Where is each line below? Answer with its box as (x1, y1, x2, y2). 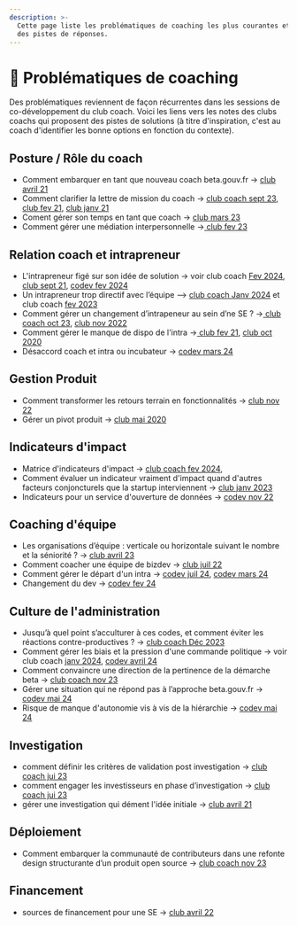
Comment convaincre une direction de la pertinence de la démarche (21, 665, 271, 676)
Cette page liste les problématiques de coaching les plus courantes (17, 21, 278, 30)
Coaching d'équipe (9, 517, 117, 532)
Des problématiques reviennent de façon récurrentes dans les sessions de (9, 97, 280, 107)
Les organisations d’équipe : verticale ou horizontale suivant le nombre (21, 541, 280, 551)
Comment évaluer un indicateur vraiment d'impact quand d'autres (21, 472, 263, 483)
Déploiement (9, 825, 82, 840)
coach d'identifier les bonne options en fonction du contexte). (9, 125, 234, 136)
